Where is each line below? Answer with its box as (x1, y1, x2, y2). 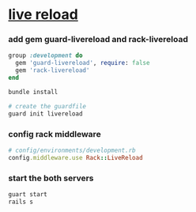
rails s (8, 198, 34, 206)
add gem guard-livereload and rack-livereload (8, 34, 188, 45)
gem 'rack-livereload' (15, 66, 90, 74)
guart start (8, 190, 47, 199)
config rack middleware (8, 128, 101, 139)
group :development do (8, 51, 83, 60)
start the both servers (8, 172, 94, 184)
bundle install (8, 88, 58, 96)
